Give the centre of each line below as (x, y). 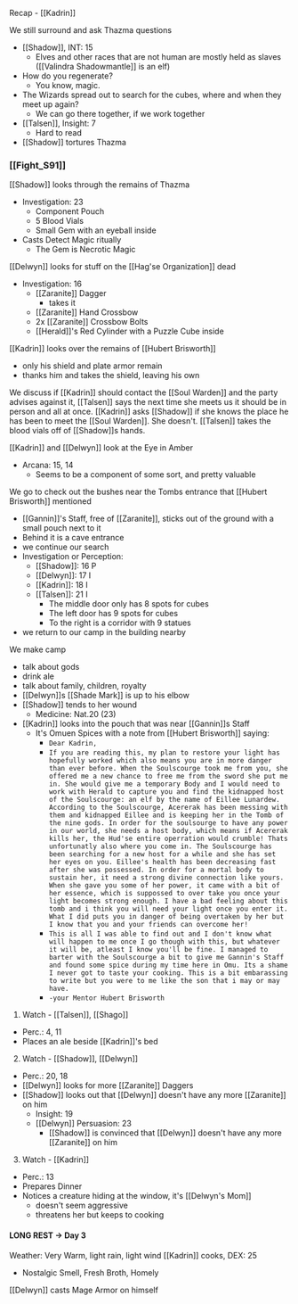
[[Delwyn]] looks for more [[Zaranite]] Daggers (108, 1085)
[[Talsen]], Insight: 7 (59, 123)
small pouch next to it (61, 528)
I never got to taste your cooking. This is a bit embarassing (168, 973)
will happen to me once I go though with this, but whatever (164, 942)
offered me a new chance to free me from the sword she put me (168, 776)
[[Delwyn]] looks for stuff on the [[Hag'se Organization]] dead (123, 267)
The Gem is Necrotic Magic (85, 250)
